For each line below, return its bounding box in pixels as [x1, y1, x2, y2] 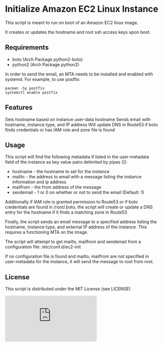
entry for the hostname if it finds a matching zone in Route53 [5, 209, 127, 215]
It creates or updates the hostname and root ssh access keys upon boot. [5, 29, 151, 35]
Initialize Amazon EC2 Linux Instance [5, 3, 159, 15]
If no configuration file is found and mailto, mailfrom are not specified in [5, 253, 149, 259]
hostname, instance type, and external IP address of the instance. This [5, 224, 147, 230]
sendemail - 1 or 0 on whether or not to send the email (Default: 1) [12, 190, 144, 196]
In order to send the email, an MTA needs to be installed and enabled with [5, 71, 153, 77]
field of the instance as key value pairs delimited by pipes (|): [5, 159, 128, 165]
